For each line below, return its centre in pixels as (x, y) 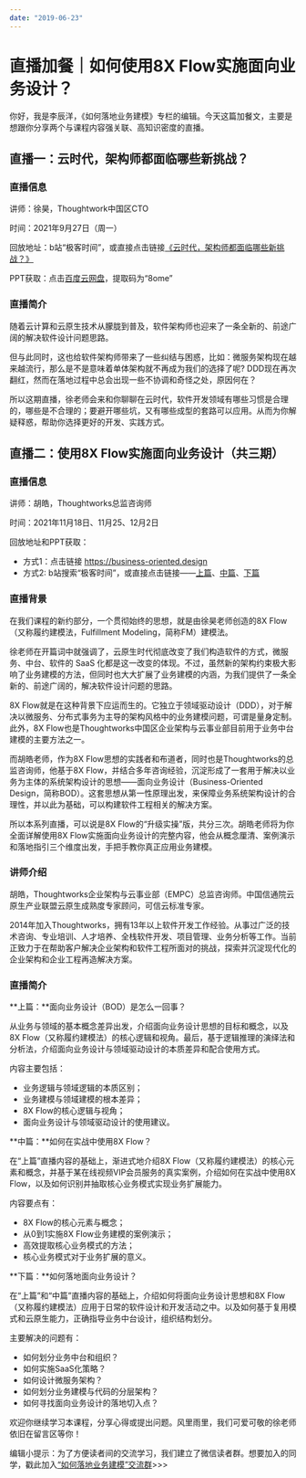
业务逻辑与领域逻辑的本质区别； (82, 1088)
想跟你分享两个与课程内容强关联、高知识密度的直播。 (109, 127)
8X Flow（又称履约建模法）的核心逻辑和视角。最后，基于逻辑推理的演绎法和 (153, 1038)
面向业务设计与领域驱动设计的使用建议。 (98, 1122)
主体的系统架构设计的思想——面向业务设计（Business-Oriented (144, 781)
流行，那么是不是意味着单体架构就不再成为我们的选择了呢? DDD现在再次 (161, 368)
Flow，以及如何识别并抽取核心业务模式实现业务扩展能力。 (118, 1184)
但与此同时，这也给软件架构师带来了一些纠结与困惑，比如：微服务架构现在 (149, 356)
